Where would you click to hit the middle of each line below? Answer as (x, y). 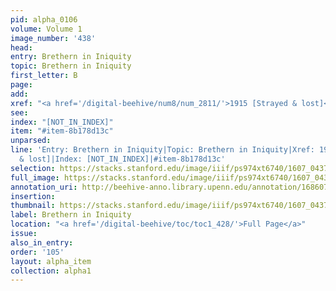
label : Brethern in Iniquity (71, 215)
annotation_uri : (44, 187)
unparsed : (31, 141)
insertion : (33, 196)
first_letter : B (44, 76)
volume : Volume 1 (46, 29)
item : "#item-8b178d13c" (62, 131)
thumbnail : (33, 206)
